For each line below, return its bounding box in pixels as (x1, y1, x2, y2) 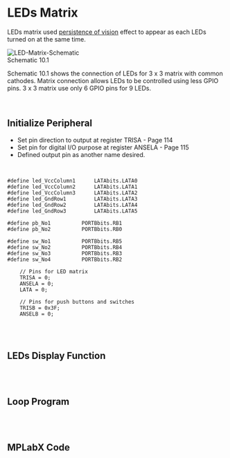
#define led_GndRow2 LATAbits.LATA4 (7, 201, 138, 208)
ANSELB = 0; (19, 310, 54, 318)
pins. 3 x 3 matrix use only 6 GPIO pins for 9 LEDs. (7, 84, 151, 92)
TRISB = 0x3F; (19, 304, 60, 311)
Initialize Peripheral (7, 118, 92, 129)
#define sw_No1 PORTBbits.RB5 (7, 237, 123, 245)
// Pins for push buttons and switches (19, 298, 135, 305)
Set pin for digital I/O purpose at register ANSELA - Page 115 (17, 143, 189, 152)
